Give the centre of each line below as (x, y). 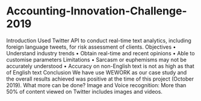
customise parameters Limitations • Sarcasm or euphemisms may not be (97, 60)
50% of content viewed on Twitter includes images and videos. (84, 91)
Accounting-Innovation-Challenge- (97, 11)
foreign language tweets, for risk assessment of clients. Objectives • (91, 47)
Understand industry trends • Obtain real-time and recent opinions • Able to (100, 53)
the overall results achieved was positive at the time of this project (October (100, 79)
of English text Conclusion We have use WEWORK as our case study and (97, 72)
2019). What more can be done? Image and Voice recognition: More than (96, 85)
